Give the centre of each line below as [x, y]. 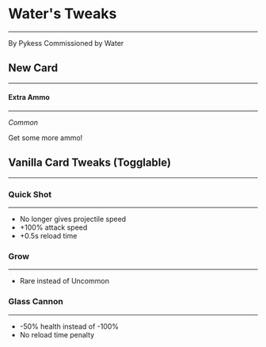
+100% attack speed [53, 227]
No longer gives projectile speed [73, 219]
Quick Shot [30, 194]
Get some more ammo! [46, 137]
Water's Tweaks [63, 14]
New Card [33, 68]
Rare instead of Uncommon [64, 281]
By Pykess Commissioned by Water [66, 43]
